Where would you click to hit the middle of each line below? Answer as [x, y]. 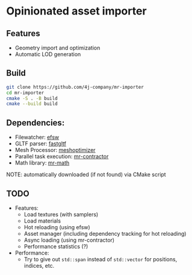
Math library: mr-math [42, 163]
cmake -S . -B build [32, 98]
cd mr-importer [25, 93]
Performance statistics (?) [56, 246]
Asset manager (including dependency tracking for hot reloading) [105, 233]
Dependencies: [36, 123]
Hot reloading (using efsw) [57, 227]
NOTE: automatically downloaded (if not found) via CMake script [86, 175]
